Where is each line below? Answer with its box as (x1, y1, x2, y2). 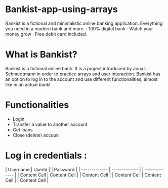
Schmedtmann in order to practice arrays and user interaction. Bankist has (5, 71, 161, 77)
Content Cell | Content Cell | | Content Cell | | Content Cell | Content (20, 172, 161, 178)
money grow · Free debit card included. (5, 31, 88, 37)
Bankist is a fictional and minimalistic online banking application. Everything (5, 20, 163, 26)
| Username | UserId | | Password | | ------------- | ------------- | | (5, 166, 144, 172)
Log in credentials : (5, 150, 87, 161)
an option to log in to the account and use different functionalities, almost (5, 76, 158, 82)
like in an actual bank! (5, 81, 51, 87)
